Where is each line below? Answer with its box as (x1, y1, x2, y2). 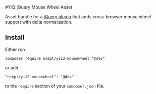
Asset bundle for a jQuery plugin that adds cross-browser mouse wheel (5, 14, 151, 19)
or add (5, 64, 19, 71)
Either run (5, 47, 25, 52)
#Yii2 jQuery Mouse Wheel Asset (5, 4, 73, 10)
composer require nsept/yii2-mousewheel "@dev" (5, 56, 105, 61)
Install (5, 33, 25, 42)
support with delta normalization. (5, 19, 73, 25)
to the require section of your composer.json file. (5, 83, 105, 89)
